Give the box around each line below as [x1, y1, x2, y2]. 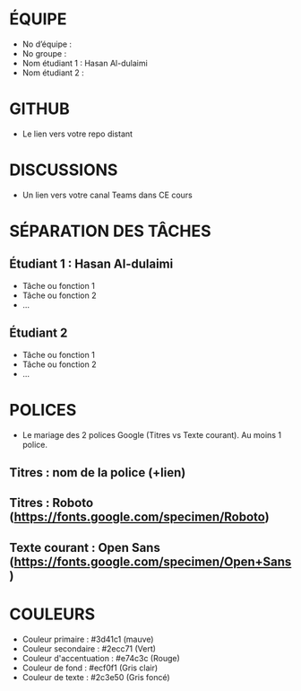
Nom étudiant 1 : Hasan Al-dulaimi [21, 57, 148, 68]
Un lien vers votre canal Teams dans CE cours [21, 189, 193, 200]
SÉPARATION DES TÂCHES [9, 221, 212, 241]
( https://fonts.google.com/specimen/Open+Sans [9, 554, 292, 569]
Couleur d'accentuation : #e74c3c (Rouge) [21, 652, 181, 663]
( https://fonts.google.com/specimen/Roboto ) [9, 510, 271, 525]
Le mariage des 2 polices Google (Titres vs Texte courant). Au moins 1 [21, 429, 282, 440]
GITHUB [9, 99, 70, 119]
